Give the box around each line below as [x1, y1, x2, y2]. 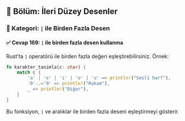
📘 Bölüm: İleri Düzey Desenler [6, 7, 118, 17]
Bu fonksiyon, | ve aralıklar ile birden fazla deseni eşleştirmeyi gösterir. [6, 108, 180, 115]
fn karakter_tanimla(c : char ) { [6, 64, 86, 70]
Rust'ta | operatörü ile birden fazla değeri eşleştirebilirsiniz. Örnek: [6, 52, 169, 60]
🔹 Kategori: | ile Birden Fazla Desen [6, 24, 110, 33]
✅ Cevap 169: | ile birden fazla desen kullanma [6, 39, 123, 46]
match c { [17, 69, 42, 75]
